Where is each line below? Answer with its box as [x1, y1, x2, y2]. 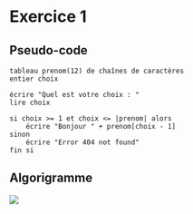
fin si [9, 146, 34, 155]
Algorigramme [9, 170, 93, 186]
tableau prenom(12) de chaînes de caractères [9, 66, 184, 75]
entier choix [9, 74, 59, 83]
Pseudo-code [9, 43, 88, 58]
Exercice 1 [9, 6, 88, 27]
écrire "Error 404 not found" [25, 138, 140, 147]
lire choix [9, 98, 51, 107]
